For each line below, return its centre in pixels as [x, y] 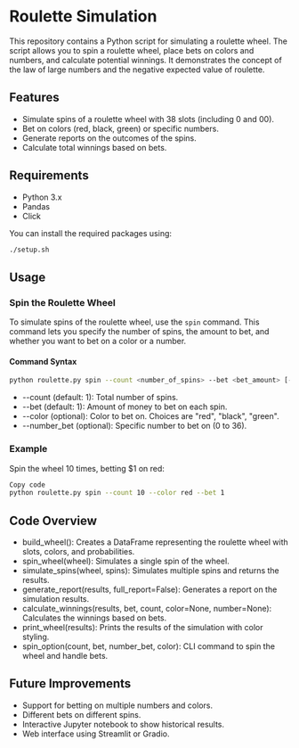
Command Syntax [43, 361]
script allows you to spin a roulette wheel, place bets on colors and [132, 50]
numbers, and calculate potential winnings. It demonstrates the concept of [145, 60]
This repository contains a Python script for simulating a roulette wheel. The [148, 41]
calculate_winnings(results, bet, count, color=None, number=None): [147, 609]
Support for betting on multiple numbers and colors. [117, 705]
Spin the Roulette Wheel [62, 302]
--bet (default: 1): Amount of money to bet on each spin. [125, 407]
